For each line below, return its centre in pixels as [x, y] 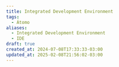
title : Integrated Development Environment [60, 11]
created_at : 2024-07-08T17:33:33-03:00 [55, 50]
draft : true [20, 44]
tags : [13, 17]
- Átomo [21, 22]
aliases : [17, 28]
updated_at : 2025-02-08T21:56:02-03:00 [55, 55]
